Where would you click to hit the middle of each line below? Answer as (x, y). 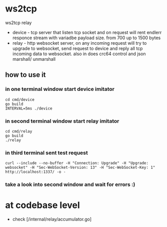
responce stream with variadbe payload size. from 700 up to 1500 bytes (86, 38)
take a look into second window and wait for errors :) (70, 185)
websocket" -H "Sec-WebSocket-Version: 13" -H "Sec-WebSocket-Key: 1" (80, 168)
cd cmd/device (20, 99)
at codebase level (42, 205)
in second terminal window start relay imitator (62, 121)
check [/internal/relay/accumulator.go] (52, 219)
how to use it (25, 75)
